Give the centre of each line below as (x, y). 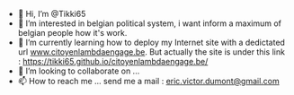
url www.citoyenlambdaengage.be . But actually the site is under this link (151, 52)
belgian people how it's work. (72, 33)
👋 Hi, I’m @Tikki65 (52, 14)
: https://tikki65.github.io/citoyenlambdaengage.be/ (113, 61)
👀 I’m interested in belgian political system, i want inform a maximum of (149, 23)
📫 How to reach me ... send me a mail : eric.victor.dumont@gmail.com (149, 81)
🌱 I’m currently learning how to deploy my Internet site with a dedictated (151, 42)
